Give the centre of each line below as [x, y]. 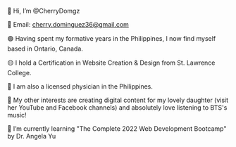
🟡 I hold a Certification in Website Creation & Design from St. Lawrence [111, 63]
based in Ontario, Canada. [45, 49]
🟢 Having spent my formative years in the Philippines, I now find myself [112, 38]
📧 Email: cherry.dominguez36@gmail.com [68, 24]
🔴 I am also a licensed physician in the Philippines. [80, 87]
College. [19, 73]
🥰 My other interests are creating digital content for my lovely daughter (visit [118, 100]
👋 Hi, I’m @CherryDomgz [44, 11]
